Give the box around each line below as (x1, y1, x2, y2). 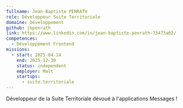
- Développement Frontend (11, 41, 75, 47)
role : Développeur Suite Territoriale (6, 14, 101, 20)
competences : (6, 36, 38, 41)
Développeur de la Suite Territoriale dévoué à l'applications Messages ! (6, 95, 178, 102)
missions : (6, 47, 30, 53)
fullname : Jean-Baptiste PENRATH (6, 8, 88, 15)
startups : (16, 74, 41, 79)
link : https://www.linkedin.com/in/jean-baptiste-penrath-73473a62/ (6, 30, 177, 36)
